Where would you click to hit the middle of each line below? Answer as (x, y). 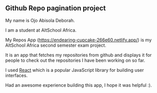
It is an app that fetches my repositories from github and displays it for (78, 55)
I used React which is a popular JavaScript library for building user (75, 70)
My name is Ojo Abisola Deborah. (40, 20)
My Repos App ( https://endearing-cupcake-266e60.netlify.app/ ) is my (78, 40)
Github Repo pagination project (56, 8)
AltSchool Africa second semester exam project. (56, 45)
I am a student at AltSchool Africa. (41, 30)
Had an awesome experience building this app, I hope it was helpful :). (78, 85)
